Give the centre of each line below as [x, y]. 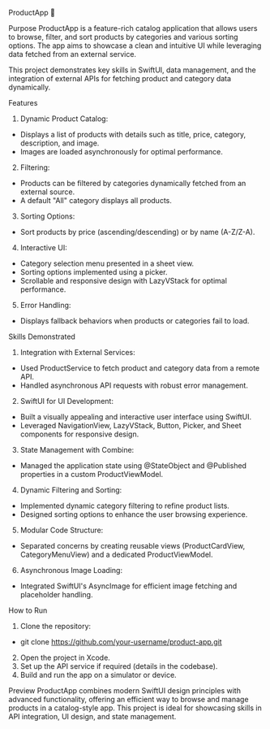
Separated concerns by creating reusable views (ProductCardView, [133, 546]
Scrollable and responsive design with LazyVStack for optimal [123, 281]
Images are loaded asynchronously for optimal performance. [121, 152]
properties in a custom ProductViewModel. [92, 474]
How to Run [28, 610]
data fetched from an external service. [72, 54]
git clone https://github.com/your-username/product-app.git [121, 642]
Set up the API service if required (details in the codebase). [119, 666]
